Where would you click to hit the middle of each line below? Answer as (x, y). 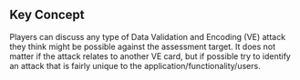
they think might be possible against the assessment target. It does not (143, 46)
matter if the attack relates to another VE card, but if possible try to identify (150, 56)
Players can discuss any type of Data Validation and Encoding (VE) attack (147, 36)
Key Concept (47, 15)
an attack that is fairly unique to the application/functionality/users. (135, 65)
